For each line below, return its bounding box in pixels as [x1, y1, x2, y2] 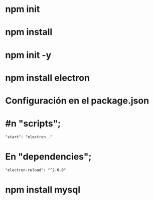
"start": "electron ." [5, 134, 53, 139]
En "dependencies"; [5, 151, 92, 162]
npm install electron [5, 72, 90, 83]
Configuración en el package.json [5, 95, 149, 106]
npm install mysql [5, 184, 81, 195]
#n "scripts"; [5, 118, 61, 129]
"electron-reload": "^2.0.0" [5, 167, 66, 172]
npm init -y [5, 49, 52, 60]
